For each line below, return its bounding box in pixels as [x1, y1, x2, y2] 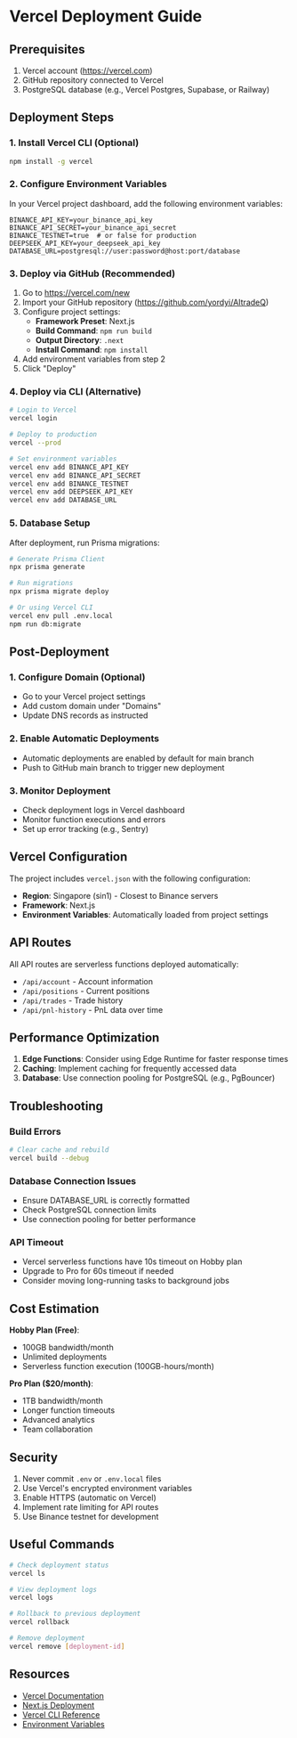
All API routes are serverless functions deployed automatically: [9, 959, 239, 969]
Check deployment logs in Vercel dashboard [21, 804, 185, 815]
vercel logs [9, 1593, 53, 1603]
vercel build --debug [9, 1154, 90, 1163]
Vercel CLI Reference [21, 1709, 100, 1720]
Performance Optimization [9, 1030, 160, 1045]
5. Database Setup [9, 517, 91, 529]
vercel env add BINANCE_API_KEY [9, 462, 129, 471]
